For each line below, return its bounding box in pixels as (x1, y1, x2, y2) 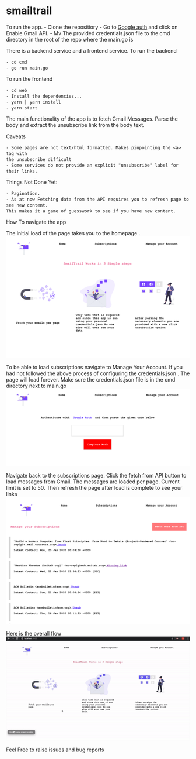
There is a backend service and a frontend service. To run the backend (6, 47, 177, 54)
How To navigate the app (6, 218, 66, 225)
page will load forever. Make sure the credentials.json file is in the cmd (6, 376, 176, 383)
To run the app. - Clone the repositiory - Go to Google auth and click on (6, 23, 178, 30)
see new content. (6, 202, 48, 208)
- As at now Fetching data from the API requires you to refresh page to (6, 196, 190, 202)
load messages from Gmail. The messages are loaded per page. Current (6, 478, 180, 485)
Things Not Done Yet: (6, 178, 58, 186)
